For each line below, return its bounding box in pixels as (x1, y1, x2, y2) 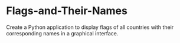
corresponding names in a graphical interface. (6, 29, 119, 37)
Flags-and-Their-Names (6, 4, 128, 18)
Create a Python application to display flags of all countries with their (6, 24, 174, 31)
